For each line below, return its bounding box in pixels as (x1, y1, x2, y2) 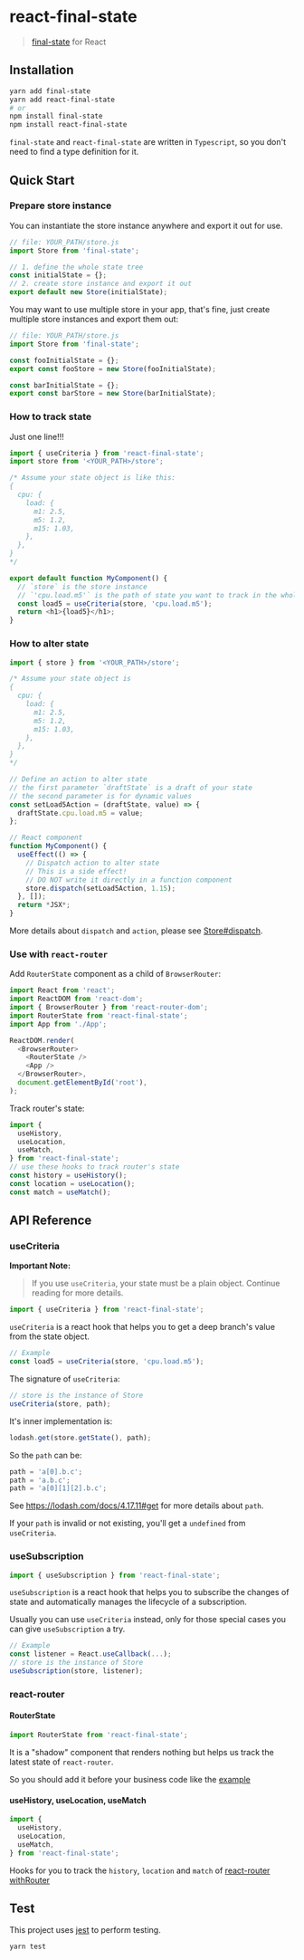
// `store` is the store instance (17, 582, 147, 591)
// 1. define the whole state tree (9, 263, 144, 272)
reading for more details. (31, 1287, 124, 1298)
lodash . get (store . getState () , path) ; (9, 1433, 152, 1442)
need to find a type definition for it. (9, 147, 139, 158)
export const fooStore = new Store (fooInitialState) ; (9, 364, 217, 373)
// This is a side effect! (25, 866, 128, 875)
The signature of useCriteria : (9, 1373, 120, 1384)
